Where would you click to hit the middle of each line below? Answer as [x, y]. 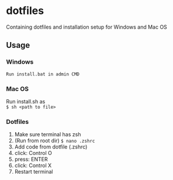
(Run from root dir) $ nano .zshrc [55, 141]
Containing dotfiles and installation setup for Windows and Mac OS [87, 27]
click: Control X [33, 165]
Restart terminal [34, 172]
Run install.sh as [26, 101]
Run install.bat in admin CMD [43, 74]
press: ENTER [31, 160]
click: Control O [33, 153]
